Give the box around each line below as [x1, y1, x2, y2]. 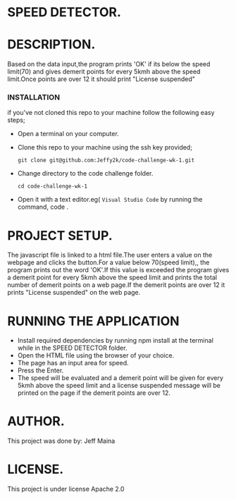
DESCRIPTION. [7, 37, 96, 53]
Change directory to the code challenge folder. [17, 169, 154, 178]
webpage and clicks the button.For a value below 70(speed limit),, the [7, 258, 210, 267]
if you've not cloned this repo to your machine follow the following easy [7, 109, 215, 117]
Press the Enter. [17, 366, 64, 374]
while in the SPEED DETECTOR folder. [17, 343, 128, 353]
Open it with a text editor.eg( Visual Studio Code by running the [17, 195, 203, 204]
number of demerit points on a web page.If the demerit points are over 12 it [7, 281, 225, 289]
